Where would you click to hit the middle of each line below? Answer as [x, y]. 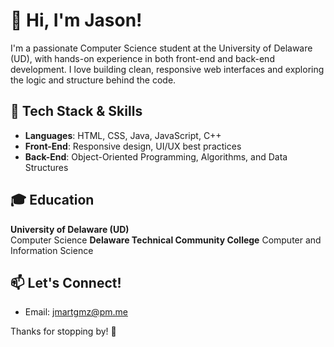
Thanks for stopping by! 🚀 [63, 331]
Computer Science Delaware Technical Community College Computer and [166, 240]
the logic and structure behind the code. [93, 80]
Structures [46, 167]
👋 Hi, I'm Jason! [76, 20]
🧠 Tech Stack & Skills [76, 111]
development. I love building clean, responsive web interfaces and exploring [167, 69]
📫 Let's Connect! [66, 282]
